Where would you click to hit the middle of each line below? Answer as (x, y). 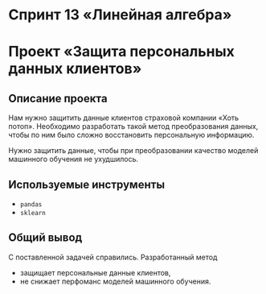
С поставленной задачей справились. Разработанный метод (113, 257)
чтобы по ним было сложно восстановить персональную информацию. (131, 135)
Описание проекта (58, 98)
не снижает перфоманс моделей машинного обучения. (115, 281)
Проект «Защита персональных (121, 52)
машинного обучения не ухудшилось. (74, 159)
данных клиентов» (75, 69)
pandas (31, 205)
